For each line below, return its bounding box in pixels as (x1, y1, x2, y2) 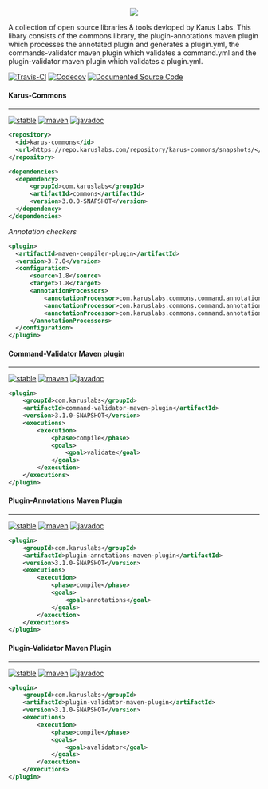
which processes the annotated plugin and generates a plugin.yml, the (8, 40, 240, 49)
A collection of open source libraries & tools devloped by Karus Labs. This (8, 22, 251, 32)
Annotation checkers (8, 226, 77, 236)
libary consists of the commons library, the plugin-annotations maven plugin (8, 31, 259, 40)
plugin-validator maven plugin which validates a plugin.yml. (8, 57, 203, 66)
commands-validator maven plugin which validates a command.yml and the (8, 48, 257, 58)
